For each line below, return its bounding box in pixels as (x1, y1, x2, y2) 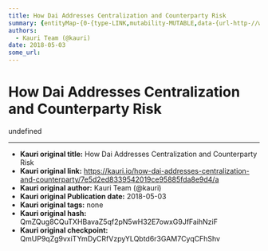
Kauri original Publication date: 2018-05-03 (19, 191, 167, 201)
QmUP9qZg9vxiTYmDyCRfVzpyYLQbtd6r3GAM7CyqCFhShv (19, 233, 221, 243)
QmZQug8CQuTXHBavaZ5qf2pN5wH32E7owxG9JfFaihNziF (19, 217, 218, 226)
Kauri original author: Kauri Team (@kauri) (19, 182, 162, 192)
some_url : (8, 49, 41, 57)
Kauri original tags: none (19, 200, 104, 210)
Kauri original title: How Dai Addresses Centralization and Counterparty (19, 149, 258, 159)
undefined (8, 126, 42, 135)
